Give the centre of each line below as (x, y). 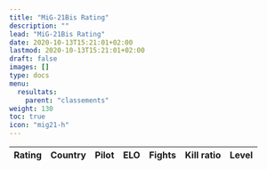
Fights (162, 155)
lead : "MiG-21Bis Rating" (57, 34)
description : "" (39, 26)
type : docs (29, 76)
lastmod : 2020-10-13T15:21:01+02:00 (77, 51)
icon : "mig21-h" (39, 125)
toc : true (28, 117)
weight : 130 (31, 109)
